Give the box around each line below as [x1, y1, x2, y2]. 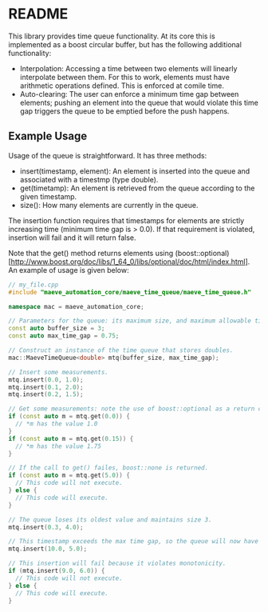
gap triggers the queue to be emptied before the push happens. [19, 106, 230, 116]
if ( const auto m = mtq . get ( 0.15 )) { [8, 434, 134, 442]
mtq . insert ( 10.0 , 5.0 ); [8, 545, 88, 553]
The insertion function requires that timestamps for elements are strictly [8, 215, 245, 225]
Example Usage [8, 130, 88, 143]
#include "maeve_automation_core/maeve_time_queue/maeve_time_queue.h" [8, 288, 251, 296]
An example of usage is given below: [8, 265, 129, 274]
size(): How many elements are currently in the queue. [19, 200, 199, 210]
